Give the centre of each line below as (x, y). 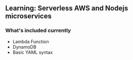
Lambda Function (31, 41)
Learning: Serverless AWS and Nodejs (67, 8)
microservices (29, 16)
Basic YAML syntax (33, 52)
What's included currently (38, 31)
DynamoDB (24, 47)
